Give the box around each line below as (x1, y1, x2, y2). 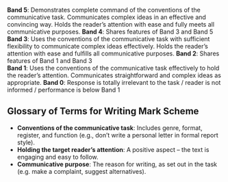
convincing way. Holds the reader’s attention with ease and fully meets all (7, 21, 214, 28)
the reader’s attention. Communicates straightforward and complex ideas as (7, 71, 221, 79)
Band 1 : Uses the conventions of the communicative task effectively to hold (7, 64, 220, 72)
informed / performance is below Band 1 (7, 86, 121, 94)
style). (16, 138, 36, 146)
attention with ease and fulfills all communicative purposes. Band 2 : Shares (7, 49, 220, 57)
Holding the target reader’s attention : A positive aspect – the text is (16, 145, 210, 153)
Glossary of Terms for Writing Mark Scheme (7, 105, 199, 117)
